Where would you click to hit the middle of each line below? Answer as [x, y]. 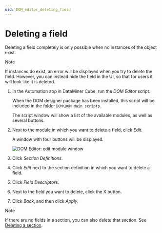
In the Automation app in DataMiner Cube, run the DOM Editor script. [81, 91]
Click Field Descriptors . [36, 182]
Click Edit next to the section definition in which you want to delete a [81, 167]
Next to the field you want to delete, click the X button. [67, 192]
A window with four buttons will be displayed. [58, 139]
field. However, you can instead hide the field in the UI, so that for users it [79, 77]
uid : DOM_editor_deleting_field [38, 10]
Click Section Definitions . [37, 158]
